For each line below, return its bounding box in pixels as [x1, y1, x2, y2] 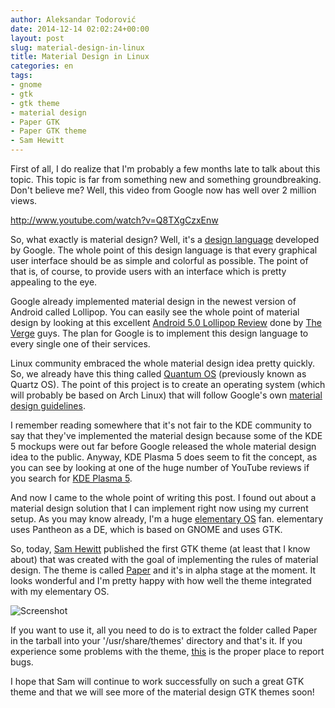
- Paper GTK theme [10, 126, 87, 136]
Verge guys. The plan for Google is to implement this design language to [10, 327, 309, 339]
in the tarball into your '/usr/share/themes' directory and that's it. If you [10, 635, 303, 646]
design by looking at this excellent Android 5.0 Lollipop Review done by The [10, 317, 322, 328]
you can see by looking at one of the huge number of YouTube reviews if [10, 462, 310, 473]
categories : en [10, 61, 74, 71]
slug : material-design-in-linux [10, 42, 145, 53]
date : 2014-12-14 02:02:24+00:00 [10, 24, 150, 34]
